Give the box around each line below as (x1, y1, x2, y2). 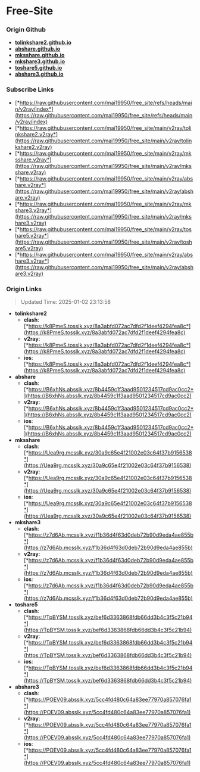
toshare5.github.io (14, 64, 62, 71)
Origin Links (6, 285, 42, 293)
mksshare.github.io (14, 52, 65, 59)
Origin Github (6, 26, 46, 34)
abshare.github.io (14, 45, 61, 52)
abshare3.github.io (14, 70, 64, 78)
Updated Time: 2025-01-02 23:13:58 (20, 298, 111, 306)
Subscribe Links (6, 85, 54, 94)
